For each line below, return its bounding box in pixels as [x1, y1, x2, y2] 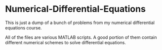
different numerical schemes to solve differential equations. [5, 39, 126, 45]
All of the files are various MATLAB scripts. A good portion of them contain [5, 34, 157, 40]
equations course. [5, 25, 42, 30]
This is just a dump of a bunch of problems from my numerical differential [5, 20, 155, 25]
